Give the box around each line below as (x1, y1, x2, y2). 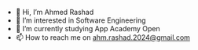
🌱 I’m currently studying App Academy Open (15, 24, 160, 33)
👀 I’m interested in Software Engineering (15, 16, 147, 25)
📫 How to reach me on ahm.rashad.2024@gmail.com (15, 33, 191, 42)
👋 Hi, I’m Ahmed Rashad (15, 8, 94, 16)
